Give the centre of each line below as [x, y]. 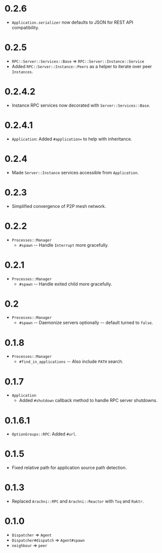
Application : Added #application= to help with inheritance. [72, 139]
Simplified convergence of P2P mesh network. [59, 206]
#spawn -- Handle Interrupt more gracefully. [64, 245]
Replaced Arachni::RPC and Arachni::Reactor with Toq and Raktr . [78, 501]
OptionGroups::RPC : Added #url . [44, 434]
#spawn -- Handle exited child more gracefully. [65, 284]
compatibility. [25, 27]
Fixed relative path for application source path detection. [69, 468]
